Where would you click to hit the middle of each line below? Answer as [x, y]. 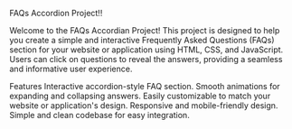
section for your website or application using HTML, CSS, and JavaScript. [146, 50]
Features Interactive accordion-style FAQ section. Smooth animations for [145, 86]
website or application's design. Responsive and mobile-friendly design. [144, 106]
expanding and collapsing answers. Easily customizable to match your [140, 96]
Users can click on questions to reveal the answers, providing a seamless [146, 59]
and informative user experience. [71, 69]
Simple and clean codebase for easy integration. [99, 115]
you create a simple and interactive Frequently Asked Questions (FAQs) [142, 40]
